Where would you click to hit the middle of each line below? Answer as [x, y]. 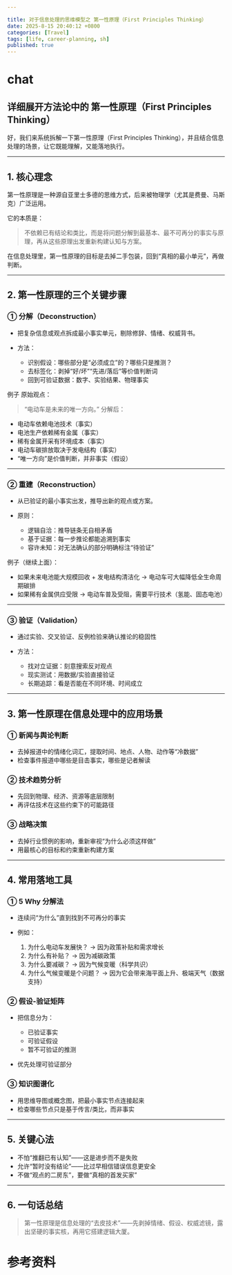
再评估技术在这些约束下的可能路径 [66, 805]
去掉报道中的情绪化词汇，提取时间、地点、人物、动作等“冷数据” [108, 751]
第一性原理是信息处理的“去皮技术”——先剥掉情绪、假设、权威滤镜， [120, 1223]
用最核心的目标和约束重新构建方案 [66, 850]
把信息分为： [35, 1018]
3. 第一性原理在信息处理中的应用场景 [85, 714]
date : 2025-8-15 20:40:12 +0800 [54, 26]
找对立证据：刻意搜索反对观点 [70, 666]
